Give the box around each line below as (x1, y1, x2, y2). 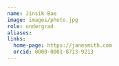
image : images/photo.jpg (7, 16, 78, 23)
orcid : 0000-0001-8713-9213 (13, 49, 94, 56)
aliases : (7, 29, 32, 36)
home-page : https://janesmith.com (13, 42, 112, 49)
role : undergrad (7, 23, 54, 30)
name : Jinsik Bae (7, 10, 57, 17)
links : (7, 36, 26, 43)
